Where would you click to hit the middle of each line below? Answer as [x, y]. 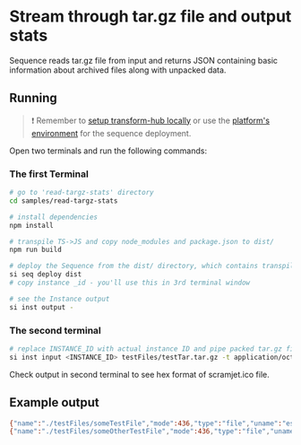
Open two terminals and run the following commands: [108, 151]
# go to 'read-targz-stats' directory [82, 193]
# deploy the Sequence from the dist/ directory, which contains [133, 266]
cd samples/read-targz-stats [64, 201]
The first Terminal [49, 174]
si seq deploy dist [46, 275]
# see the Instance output [60, 299]
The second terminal [55, 330]
